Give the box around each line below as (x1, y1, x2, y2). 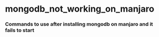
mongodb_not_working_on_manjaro (5, 3, 155, 15)
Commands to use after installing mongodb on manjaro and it (5, 21, 153, 28)
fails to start (5, 27, 35, 34)
